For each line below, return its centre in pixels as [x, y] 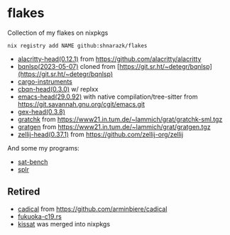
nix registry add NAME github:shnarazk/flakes [77, 45]
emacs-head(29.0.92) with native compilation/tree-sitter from [108, 97]
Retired [24, 192]
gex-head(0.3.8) [42, 111]
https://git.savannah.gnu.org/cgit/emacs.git [81, 104]
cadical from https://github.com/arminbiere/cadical [92, 209]
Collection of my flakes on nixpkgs [58, 33]
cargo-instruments [45, 81]
